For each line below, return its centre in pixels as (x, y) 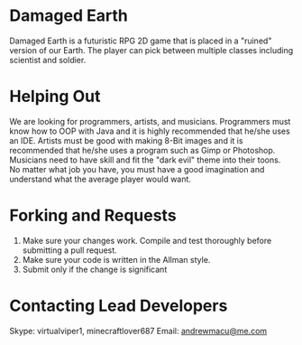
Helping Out (55, 97)
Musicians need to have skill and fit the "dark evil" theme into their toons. (145, 160)
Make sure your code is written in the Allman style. (116, 259)
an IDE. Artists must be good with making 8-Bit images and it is (126, 140)
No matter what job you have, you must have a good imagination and (137, 169)
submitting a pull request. (69, 250)
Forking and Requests (93, 215)
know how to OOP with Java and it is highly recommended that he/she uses (150, 131)
